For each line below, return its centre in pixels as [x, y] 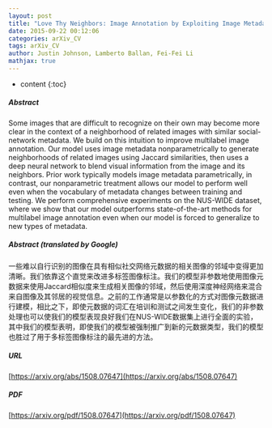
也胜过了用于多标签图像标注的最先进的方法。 [83, 337]
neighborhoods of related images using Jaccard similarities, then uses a [129, 157]
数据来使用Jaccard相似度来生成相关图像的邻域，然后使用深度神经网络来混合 [136, 286]
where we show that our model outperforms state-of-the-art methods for [130, 209]
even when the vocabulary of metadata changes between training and [125, 192]
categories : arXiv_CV [45, 38]
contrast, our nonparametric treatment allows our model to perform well [128, 183]
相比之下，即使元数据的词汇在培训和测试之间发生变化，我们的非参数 [150, 306]
